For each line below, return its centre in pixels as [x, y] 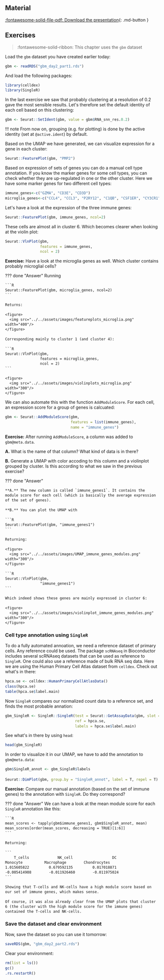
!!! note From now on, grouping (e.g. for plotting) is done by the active [75, 129]
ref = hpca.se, [90, 721]
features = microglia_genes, [69, 359]
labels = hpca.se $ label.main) [106, 726]
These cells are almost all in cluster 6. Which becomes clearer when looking [82, 226]
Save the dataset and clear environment [53, 924]
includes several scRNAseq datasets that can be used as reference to [75, 656]
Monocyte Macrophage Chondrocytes [58, 862]
